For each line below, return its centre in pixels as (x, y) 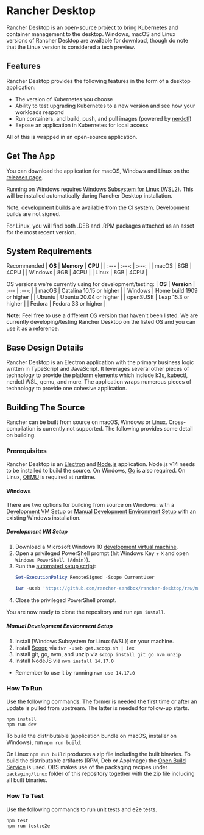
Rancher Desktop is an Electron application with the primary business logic (100, 362)
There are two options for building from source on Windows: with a (90, 504)
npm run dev (21, 725)
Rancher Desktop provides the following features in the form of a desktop (98, 81)
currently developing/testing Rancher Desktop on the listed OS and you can (101, 322)
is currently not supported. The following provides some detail (115, 428)
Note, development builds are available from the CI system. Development (98, 207)
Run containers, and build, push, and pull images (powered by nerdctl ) (103, 118)
